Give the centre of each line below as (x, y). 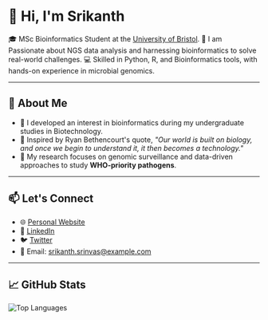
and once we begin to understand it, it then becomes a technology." (132, 148)
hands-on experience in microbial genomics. (82, 70)
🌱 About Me (38, 103)
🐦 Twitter (36, 239)
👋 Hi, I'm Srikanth (67, 16)
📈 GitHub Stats (47, 284)
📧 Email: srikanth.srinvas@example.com (85, 251)
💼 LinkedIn (37, 231)
